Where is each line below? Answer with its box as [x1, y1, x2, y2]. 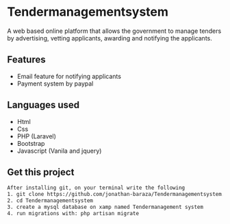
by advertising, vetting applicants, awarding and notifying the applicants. [7, 34, 212, 42]
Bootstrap [16, 139, 45, 147]
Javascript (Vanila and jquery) [16, 147, 102, 155]
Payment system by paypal [16, 79, 94, 88]
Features [7, 54, 46, 66]
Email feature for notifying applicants [16, 72, 122, 80]
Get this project [7, 166, 75, 178]
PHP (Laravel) [16, 132, 57, 140]
